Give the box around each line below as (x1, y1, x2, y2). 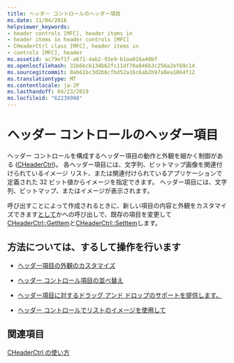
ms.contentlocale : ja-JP (7, 82, 80, 89)
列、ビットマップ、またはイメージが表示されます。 (7, 186, 154, 194)
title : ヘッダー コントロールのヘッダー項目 (7, 10, 121, 17)
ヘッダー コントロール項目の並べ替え (17, 276, 124, 284)
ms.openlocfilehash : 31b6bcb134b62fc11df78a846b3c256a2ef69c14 (7, 62, 196, 69)
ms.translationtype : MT (7, 75, 77, 83)
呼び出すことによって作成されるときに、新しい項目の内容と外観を (7, 201, 197, 210)
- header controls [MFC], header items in (7, 29, 133, 37)
